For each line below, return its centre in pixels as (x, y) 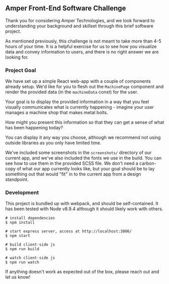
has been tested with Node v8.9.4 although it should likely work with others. (84, 209)
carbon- (148, 163)
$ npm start (18, 236)
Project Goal (21, 70)
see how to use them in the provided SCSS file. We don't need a (72, 163)
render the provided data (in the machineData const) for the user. (72, 92)
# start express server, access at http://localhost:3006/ (69, 231)
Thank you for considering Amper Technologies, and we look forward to (80, 20)
